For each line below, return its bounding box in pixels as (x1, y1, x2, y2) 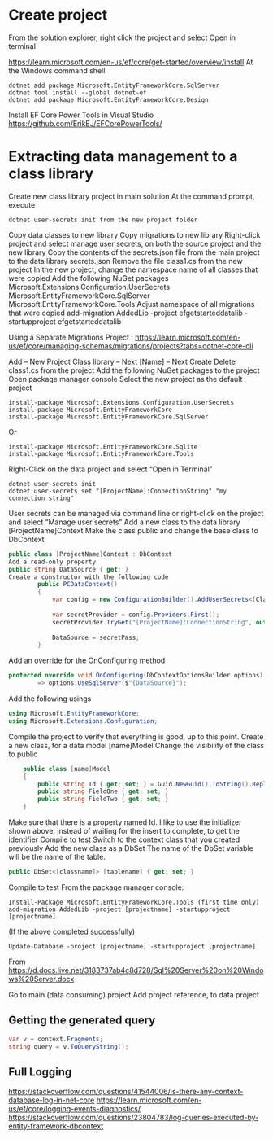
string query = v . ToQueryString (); (8, 1042, 129, 1051)
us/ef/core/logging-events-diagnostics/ (8, 1104, 141, 1114)
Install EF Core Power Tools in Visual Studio (8, 110, 154, 120)
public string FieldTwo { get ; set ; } (37, 795, 169, 804)
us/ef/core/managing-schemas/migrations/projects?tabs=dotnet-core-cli (8, 340, 253, 351)
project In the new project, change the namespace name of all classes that (8, 265, 258, 274)
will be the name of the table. (8, 852, 106, 861)
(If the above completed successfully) (8, 927, 136, 936)
